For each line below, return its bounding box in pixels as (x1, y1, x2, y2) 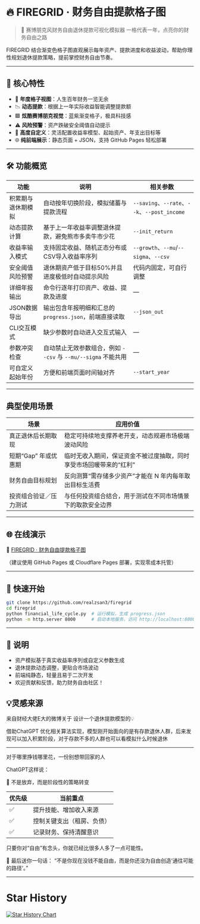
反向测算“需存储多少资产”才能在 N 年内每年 (64, 472, 185, 480)
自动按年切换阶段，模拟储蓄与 (43, 199, 127, 207)
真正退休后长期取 (9, 432, 58, 440)
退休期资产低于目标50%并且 (43, 263, 123, 271)
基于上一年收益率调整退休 (43, 223, 115, 231)
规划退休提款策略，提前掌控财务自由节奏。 (11, 54, 116, 61)
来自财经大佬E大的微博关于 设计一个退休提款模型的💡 (6, 715, 135, 722)
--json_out (133, 308, 164, 315)
